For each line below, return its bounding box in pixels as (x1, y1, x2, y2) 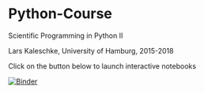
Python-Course (8, 5, 113, 23)
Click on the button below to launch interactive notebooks (8, 61, 196, 71)
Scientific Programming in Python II (8, 31, 123, 40)
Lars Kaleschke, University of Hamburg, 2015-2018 (8, 46, 174, 55)
